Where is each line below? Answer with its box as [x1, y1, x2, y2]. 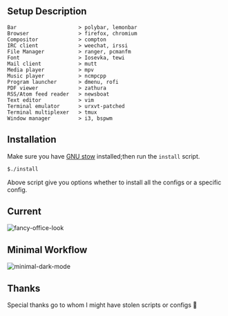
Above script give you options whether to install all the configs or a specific [7, 178, 222, 186]
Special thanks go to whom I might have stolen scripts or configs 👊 [7, 301, 198, 309]
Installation [7, 134, 57, 146]
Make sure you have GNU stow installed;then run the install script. [7, 152, 200, 160]
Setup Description [7, 6, 87, 17]
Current [7, 205, 41, 217]
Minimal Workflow [7, 244, 88, 256]
